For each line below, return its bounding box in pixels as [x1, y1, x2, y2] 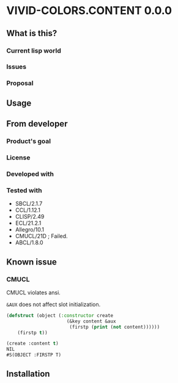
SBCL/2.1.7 [15, 200, 43, 208]
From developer [6, 119, 68, 129]
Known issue [6, 257, 57, 267]
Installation [6, 369, 50, 379]
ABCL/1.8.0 [15, 239, 44, 246]
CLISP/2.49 [15, 213, 45, 221]
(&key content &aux [66, 318, 116, 324]
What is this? [6, 28, 57, 38]
